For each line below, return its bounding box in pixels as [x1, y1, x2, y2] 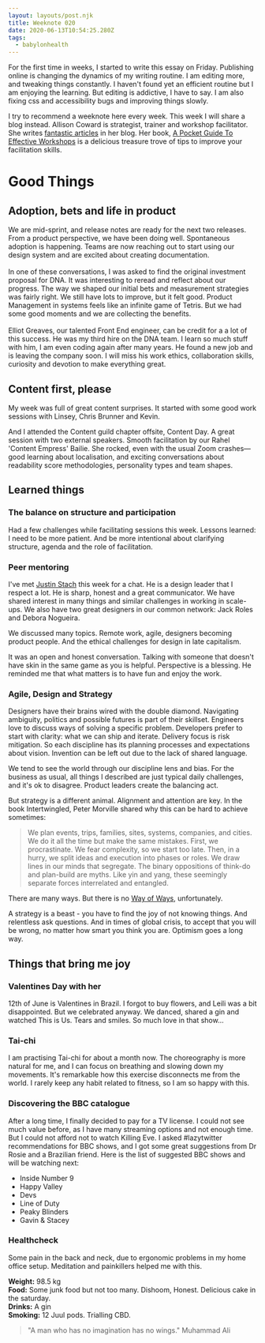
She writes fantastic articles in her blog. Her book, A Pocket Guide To [8, 128, 233, 138]
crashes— [218, 443, 251, 453]
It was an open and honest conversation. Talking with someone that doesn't [8, 652, 255, 661]
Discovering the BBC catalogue [8, 1098, 130, 1109]
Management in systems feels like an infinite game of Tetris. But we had [8, 301, 242, 310]
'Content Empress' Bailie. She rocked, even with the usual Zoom [8, 443, 217, 453]
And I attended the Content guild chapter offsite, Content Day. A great [8, 427, 235, 436]
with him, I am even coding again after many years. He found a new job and [8, 343, 254, 352]
